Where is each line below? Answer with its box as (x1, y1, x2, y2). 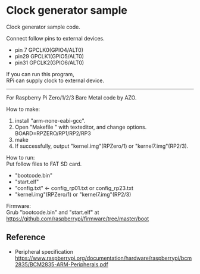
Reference (6, 232, 46, 242)
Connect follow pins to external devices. (6, 35, 105, 42)
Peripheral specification (14, 248, 73, 255)
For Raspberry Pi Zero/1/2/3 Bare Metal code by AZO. (6, 94, 137, 101)
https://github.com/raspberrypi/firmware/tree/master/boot (6, 215, 149, 222)
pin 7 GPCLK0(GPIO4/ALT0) (14, 46, 84, 54)
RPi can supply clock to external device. (6, 77, 104, 84)
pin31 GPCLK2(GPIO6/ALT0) (14, 59, 85, 66)
